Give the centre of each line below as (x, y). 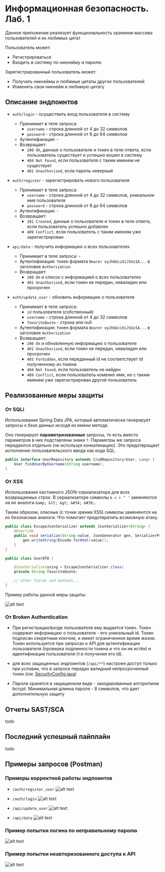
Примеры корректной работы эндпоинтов (59, 778)
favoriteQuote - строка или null (59, 322)
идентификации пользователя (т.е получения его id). (68, 654)
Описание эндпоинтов (41, 102)
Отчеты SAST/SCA (35, 710)
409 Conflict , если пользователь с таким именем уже (84, 232)
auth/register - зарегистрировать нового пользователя (71, 180)
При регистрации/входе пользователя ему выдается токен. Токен (82, 628)
